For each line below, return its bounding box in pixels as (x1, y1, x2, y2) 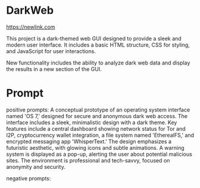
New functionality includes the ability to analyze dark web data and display (6, 59, 190, 66)
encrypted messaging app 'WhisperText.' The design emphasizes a (6, 138, 172, 145)
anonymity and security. (6, 163, 66, 170)
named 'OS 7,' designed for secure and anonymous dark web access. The (6, 112, 188, 119)
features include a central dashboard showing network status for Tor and (6, 125, 186, 132)
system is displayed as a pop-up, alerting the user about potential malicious (6, 150, 192, 158)
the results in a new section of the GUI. (6, 65, 102, 72)
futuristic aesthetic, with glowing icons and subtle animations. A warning (6, 144, 185, 151)
